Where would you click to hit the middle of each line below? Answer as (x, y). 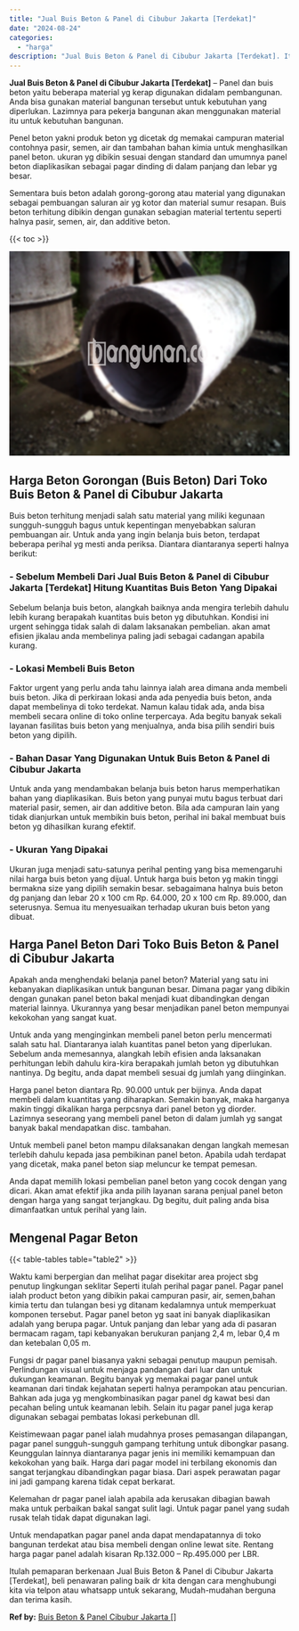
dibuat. (22, 916)
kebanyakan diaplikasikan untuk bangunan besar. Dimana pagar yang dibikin (149, 989)
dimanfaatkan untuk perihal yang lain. (78, 1210)
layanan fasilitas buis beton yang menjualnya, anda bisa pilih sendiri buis (142, 725)
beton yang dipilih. (43, 735)
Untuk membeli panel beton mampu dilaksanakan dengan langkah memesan (149, 1145)
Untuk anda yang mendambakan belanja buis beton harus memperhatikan (145, 789)
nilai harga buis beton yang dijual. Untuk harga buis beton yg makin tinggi (144, 879)
